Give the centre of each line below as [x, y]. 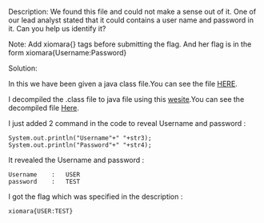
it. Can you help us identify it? [57, 28]
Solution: [23, 68]
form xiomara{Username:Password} [68, 53]
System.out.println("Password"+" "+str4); [80, 145]
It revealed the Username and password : [76, 160]
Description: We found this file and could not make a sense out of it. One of [132, 12]
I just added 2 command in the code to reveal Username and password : [127, 123]
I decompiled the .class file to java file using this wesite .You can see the [126, 99]
